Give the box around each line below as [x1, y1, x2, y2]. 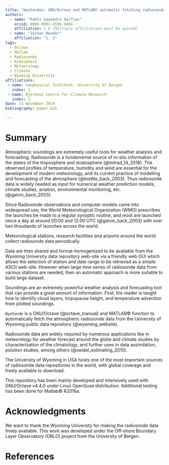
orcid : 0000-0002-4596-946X [14, 21, 73, 27]
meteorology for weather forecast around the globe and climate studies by [5, 336, 159, 342]
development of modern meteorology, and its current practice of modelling [5, 170, 160, 176]
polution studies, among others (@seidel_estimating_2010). [5, 347, 128, 353]
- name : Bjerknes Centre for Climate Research [7, 92, 107, 97]
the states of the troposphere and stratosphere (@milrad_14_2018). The [5, 160, 152, 166]
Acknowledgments [5, 406, 87, 417]
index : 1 [12, 87, 30, 92]
